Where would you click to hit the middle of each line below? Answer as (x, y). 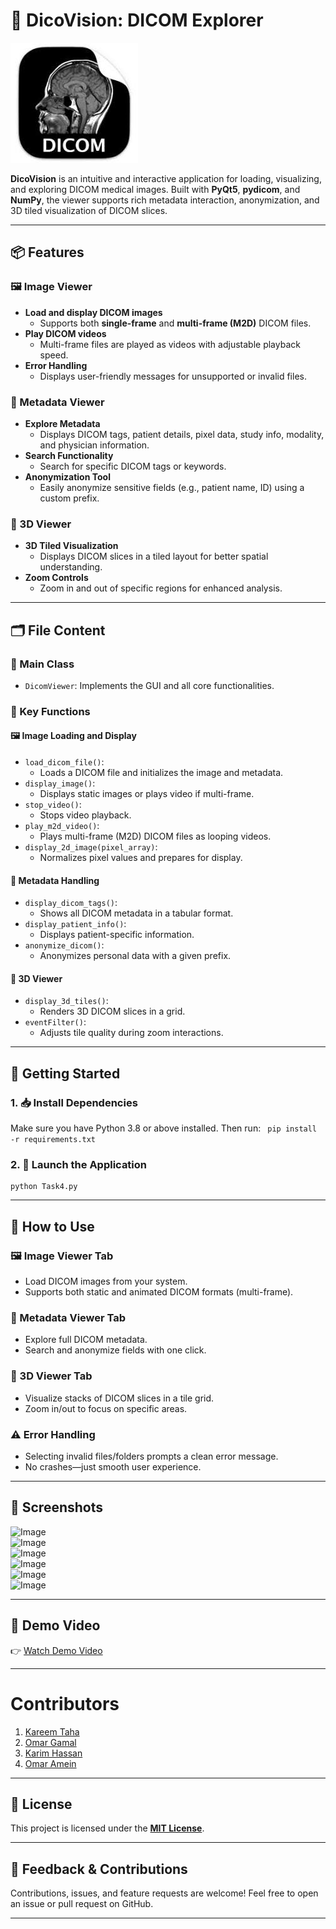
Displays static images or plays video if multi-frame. (147, 794)
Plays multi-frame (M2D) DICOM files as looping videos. (155, 836)
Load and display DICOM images (93, 312)
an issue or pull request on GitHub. (82, 1904)
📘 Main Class (42, 664)
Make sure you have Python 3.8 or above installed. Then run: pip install (164, 1128)
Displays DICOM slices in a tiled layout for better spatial (154, 556)
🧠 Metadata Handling (55, 880)
